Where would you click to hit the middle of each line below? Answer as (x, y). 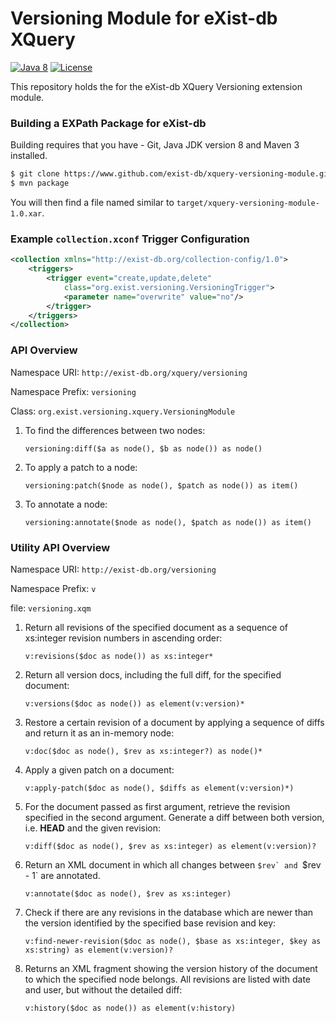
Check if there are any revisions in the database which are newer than (169, 912)
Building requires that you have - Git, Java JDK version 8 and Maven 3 (155, 145)
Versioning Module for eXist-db (144, 18)
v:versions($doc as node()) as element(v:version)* (134, 703)
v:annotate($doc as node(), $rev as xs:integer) (128, 893)
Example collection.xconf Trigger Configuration (130, 239)
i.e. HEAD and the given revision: (93, 828)
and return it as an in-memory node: (99, 733)
